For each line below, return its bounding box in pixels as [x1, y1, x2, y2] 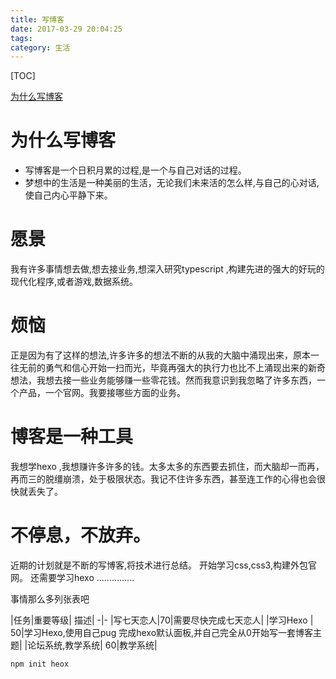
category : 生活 [10, 42, 71, 53]
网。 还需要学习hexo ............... [10, 571, 135, 583]
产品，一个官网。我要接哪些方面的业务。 [18, 387, 186, 399]
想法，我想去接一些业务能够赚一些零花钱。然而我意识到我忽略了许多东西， [10, 374, 317, 386]
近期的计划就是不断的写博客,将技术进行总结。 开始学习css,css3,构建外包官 [10, 559, 317, 571]
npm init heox [10, 659, 70, 669]
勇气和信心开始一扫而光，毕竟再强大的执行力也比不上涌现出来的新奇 [44, 362, 326, 374]
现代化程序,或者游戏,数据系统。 [10, 276, 139, 288]
